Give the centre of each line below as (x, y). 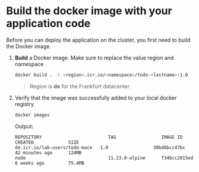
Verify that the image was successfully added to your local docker (96, 98)
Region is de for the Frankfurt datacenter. (80, 86)
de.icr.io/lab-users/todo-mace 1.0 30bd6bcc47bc (100, 147)
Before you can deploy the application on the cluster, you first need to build (98, 40)
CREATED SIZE (47, 142)
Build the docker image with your (89, 11)
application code (48, 23)
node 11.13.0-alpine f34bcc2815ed (104, 158)
